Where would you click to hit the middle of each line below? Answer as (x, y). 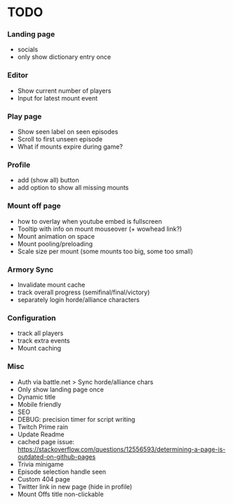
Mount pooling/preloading (55, 244)
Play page (25, 116)
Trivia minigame (41, 464)
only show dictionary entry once (64, 57)
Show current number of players (64, 90)
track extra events (44, 341)
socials (28, 49)
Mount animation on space (56, 236)
